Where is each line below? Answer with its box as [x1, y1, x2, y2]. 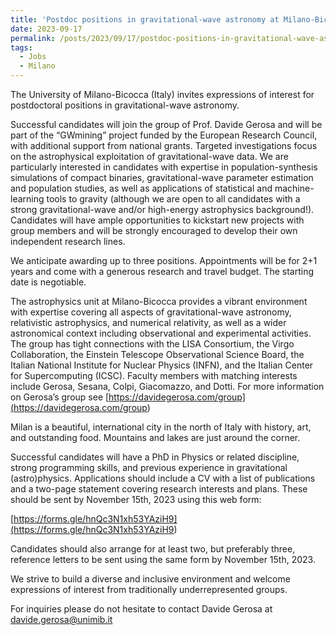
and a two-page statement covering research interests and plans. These [10, 483, 308, 495]
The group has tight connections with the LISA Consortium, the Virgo [10, 338, 295, 350]
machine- [274, 182, 315, 194]
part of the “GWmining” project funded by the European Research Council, [10, 129, 318, 141]
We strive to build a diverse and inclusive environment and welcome [10, 573, 291, 585]
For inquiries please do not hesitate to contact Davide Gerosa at [10, 603, 273, 615]
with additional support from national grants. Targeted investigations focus [10, 140, 318, 151]
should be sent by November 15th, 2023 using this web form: [10, 494, 262, 505]
